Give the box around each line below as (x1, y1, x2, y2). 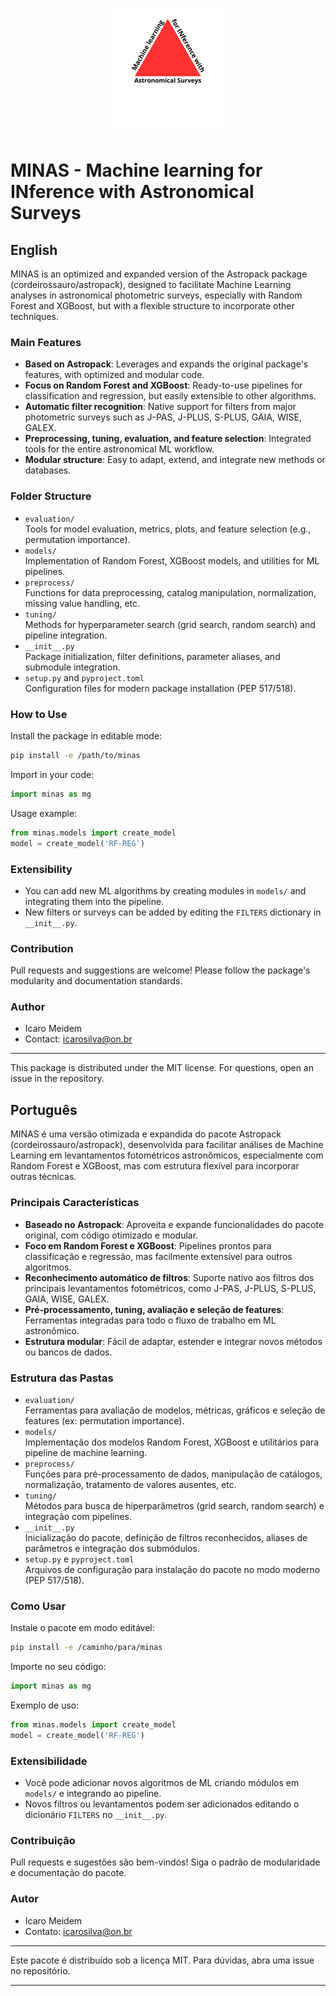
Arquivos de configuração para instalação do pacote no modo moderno (24, 1563, 321, 1575)
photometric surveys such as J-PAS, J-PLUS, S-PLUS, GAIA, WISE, (24, 411, 302, 423)
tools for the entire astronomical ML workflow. (24, 443, 215, 455)
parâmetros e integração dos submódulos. (24, 1542, 200, 1554)
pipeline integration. (24, 629, 108, 641)
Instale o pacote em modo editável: (10, 1622, 155, 1634)
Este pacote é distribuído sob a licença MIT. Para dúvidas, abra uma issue (10, 1954, 315, 1966)
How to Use (10, 707, 68, 721)
